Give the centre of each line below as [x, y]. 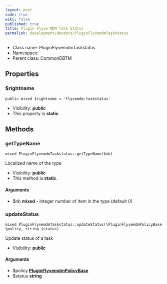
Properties [22, 74]
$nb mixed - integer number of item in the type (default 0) [72, 201]
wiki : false [17, 19]
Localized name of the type [33, 163]
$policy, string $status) [32, 229]
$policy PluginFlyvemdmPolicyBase [50, 271]
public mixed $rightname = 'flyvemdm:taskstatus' [58, 99]
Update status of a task [29, 238]
